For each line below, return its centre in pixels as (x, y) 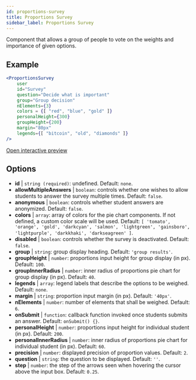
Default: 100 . (30, 264)
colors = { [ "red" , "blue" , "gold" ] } (65, 111)
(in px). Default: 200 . (39, 334)
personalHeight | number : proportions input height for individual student (102, 327)
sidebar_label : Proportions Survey (50, 23)
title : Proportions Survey (39, 17)
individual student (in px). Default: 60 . (60, 346)
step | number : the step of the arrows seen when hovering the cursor (98, 365)
